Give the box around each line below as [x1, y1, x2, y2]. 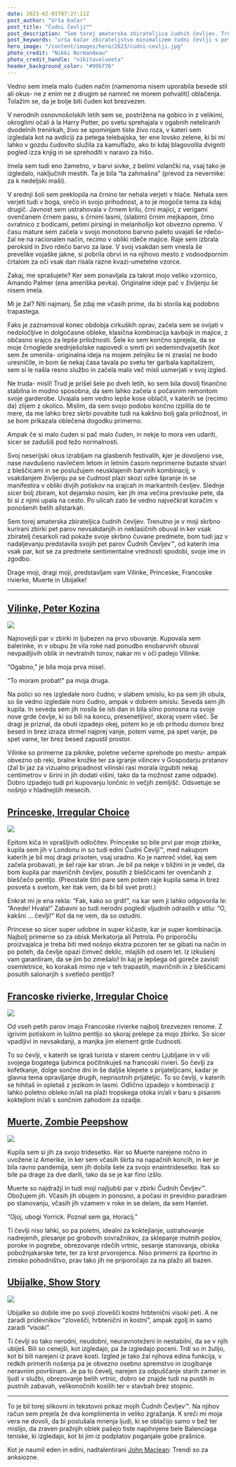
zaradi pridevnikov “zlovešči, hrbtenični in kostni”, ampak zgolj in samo [7, 1316, 213, 1324]
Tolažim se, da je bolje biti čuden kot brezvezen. [7, 96, 147, 105]
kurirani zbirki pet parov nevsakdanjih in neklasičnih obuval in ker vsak [7, 525, 211, 533]
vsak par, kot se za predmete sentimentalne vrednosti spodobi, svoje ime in [7, 546, 226, 556]
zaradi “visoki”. [7, 1323, 51, 1331]
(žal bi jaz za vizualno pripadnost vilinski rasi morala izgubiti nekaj [7, 764, 198, 772]
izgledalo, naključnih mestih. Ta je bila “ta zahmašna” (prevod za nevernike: [7, 169, 225, 177]
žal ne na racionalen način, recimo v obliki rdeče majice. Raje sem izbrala [7, 235, 219, 243]
